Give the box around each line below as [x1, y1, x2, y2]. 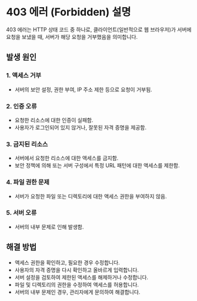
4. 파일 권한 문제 [6, 178, 50, 186]
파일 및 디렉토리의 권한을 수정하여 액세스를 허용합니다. [14, 281, 139, 288]
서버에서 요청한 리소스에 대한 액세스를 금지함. [14, 154, 119, 162]
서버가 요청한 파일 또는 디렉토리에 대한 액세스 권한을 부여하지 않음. [14, 193, 167, 200]
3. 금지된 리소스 [6, 140, 48, 148]
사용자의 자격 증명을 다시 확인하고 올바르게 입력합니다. [14, 266, 139, 273]
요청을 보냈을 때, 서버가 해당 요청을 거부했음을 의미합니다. [6, 33, 138, 40]
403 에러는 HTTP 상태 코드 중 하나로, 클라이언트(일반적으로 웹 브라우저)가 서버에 [6, 26, 192, 33]
